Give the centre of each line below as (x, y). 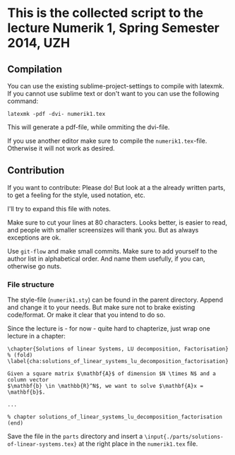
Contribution (36, 171)
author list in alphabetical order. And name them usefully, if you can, (106, 259)
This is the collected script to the (105, 13)
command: (23, 101)
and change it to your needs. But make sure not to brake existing (101, 307)
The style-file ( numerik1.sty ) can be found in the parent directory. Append (115, 300)
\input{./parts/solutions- (184, 437)
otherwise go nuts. (35, 266)
